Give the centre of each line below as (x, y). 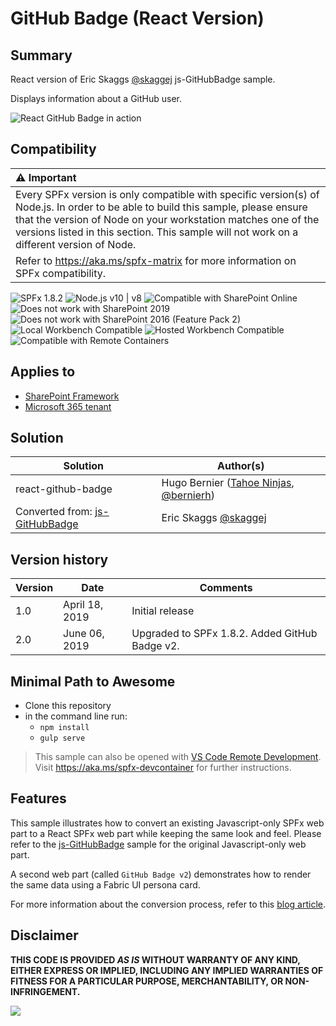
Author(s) (240, 466)
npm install (64, 728)
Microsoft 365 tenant (68, 406)
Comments (226, 588)
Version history (59, 559)
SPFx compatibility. (61, 273)
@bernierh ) (188, 495)
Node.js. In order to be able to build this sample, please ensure (161, 207)
